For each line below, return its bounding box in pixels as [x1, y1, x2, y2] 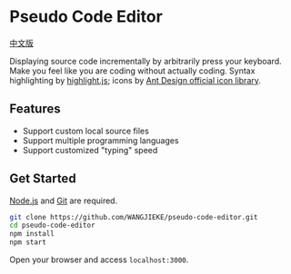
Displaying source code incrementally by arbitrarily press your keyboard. [9, 55, 282, 66]
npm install [9, 230, 55, 239]
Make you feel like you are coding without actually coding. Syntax [9, 65, 256, 76]
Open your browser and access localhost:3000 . [9, 254, 189, 265]
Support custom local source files [22, 125, 150, 136]
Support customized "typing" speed [22, 144, 158, 155]
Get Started [9, 171, 76, 187]
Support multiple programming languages [22, 134, 179, 146]
